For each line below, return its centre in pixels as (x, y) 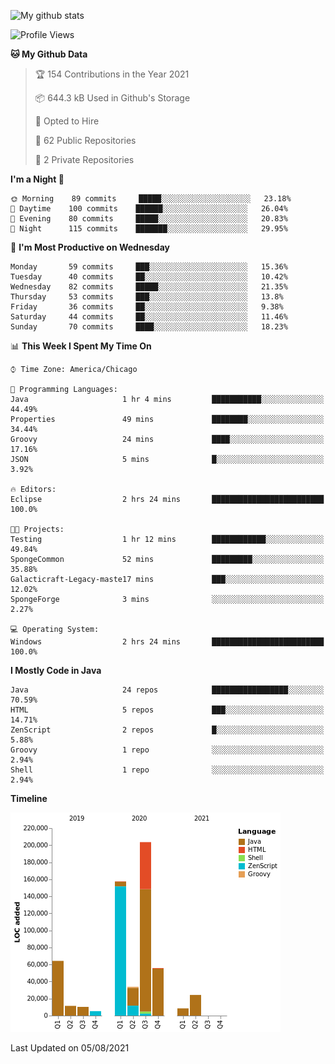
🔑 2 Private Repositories (84, 159)
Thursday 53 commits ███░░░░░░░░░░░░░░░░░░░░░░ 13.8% (147, 297)
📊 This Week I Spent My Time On (81, 346)
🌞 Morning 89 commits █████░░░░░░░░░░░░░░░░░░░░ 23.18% (151, 199)
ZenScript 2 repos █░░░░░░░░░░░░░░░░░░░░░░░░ (167, 730)
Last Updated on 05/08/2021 (70, 1048)
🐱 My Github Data (49, 54)
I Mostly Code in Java (56, 670)
